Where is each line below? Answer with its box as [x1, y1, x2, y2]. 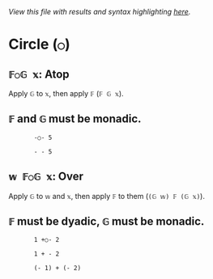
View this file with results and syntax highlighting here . [8, 7, 191, 16]
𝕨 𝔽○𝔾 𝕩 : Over [8, 170, 83, 184]
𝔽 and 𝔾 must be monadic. [8, 112, 142, 126]
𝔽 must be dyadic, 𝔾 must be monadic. [8, 214, 205, 229]
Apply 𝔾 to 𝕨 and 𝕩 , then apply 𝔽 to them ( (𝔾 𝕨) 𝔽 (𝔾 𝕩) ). [8, 191, 205, 201]
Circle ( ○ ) [8, 36, 70, 53]
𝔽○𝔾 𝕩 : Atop [8, 67, 70, 81]
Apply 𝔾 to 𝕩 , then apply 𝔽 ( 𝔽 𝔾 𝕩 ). [8, 89, 124, 98]
